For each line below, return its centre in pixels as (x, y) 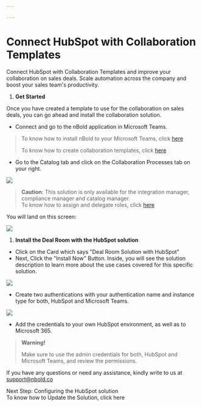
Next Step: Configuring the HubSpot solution (62, 391)
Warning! (33, 342)
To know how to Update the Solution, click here (65, 397)
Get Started (30, 96)
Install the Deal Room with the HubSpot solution (77, 240)
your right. (28, 168)
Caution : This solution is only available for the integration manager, (105, 192)
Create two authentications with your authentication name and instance (105, 294)
